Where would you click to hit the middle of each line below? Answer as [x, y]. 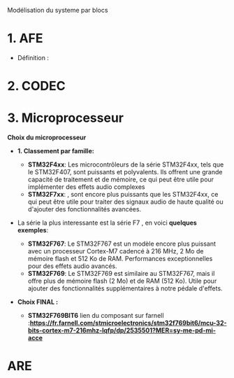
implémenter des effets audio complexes [86, 187]
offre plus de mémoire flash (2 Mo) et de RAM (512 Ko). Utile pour [122, 281]
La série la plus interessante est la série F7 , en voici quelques [107, 223]
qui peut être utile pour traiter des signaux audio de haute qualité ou [125, 202]
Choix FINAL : [37, 302]
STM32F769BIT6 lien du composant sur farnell [96, 316]
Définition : [33, 57]
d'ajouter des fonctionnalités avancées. [85, 209]
